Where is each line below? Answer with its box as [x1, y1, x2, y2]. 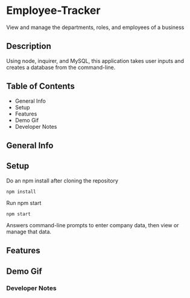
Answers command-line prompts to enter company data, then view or [6, 221, 179, 228]
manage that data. [6, 228, 52, 235]
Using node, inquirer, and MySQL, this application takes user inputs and [6, 57, 184, 64]
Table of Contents [6, 81, 75, 91]
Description [6, 41, 51, 51]
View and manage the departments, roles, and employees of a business [6, 24, 185, 31]
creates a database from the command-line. [6, 63, 116, 71]
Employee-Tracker [6, 4, 101, 18]
